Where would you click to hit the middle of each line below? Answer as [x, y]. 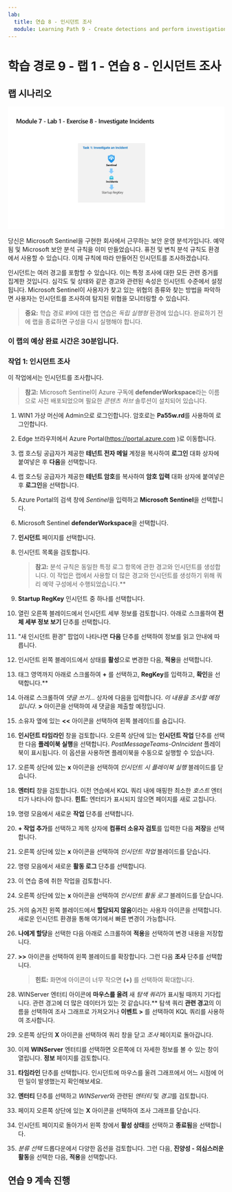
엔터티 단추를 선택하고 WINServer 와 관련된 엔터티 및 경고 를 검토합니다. [113, 1096]
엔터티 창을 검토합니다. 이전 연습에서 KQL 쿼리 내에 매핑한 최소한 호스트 [114, 791]
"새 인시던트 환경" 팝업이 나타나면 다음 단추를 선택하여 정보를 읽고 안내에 [115, 637]
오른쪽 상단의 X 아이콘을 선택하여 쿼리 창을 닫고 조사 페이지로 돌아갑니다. [115, 1035]
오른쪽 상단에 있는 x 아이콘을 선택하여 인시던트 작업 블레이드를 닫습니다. [114, 852]
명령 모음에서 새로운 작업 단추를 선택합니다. [76, 814]
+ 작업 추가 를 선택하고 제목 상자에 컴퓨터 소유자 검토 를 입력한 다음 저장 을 [115, 829]
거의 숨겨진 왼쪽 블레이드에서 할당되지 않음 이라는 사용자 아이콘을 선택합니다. [120, 910]
